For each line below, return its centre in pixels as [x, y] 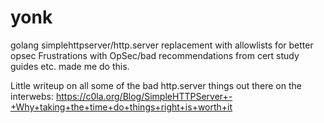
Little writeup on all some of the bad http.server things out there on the [156, 85]
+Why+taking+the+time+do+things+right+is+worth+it [121, 107]
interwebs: [32, 96]
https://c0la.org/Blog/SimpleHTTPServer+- [144, 96]
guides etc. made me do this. [70, 66]
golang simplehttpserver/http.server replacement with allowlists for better [162, 45]
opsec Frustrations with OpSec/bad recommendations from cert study [155, 55]
